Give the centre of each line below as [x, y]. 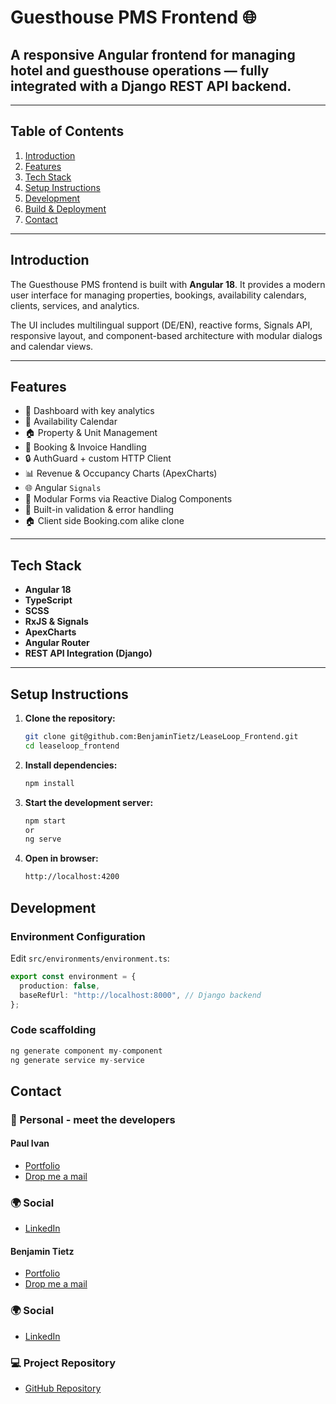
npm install [49, 783]
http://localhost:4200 [72, 877]
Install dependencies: [71, 765]
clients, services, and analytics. [75, 305]
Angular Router [57, 643]
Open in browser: [61, 858]
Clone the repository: [70, 718]
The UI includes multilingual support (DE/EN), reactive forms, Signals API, [161, 325]
